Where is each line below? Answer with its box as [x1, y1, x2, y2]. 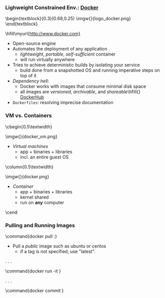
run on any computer [20, 199, 65, 206]
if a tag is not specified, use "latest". [20, 248, 96, 254]
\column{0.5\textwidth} [5, 164, 54, 170]
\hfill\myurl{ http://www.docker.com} [5, 31, 81, 37]
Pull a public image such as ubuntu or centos [12, 243, 106, 249]
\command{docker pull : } [5, 233, 57, 239]
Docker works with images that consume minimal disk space [20, 83, 146, 89]
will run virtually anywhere [20, 57, 75, 63]
